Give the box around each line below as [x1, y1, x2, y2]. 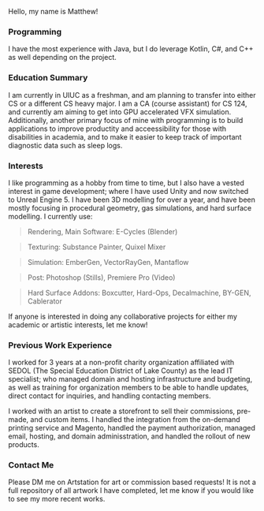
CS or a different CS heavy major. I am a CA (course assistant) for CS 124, [8, 99, 247, 108]
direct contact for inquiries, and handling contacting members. [8, 391, 211, 401]
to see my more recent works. [8, 494, 106, 504]
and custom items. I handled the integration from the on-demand [30, 415, 240, 424]
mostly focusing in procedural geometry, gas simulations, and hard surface [8, 203, 252, 212]
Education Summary [8, 73, 88, 84]
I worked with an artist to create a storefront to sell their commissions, [8, 406, 236, 416]
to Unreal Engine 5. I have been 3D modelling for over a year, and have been [8, 195, 256, 204]
